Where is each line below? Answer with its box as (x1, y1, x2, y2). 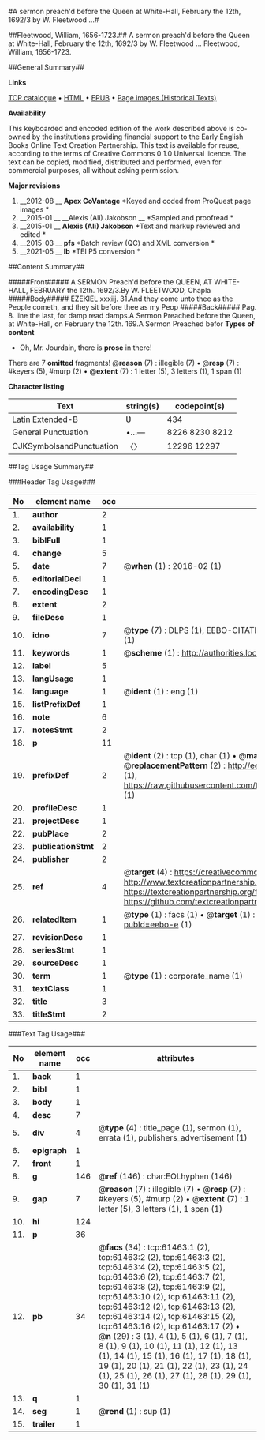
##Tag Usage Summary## (8, 462, 95, 471)
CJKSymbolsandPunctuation (12, 441, 118, 451)
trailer (32, 1419, 56, 1429)
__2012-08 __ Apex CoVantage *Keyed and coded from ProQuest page (19, 197, 252, 205)
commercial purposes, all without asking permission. (8, 166, 180, 175)
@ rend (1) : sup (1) (98, 1406, 171, 1416)
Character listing (8, 382, 65, 391)
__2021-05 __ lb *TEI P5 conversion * (19, 246, 140, 256)
